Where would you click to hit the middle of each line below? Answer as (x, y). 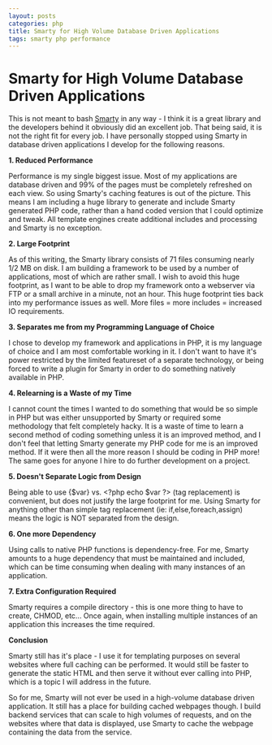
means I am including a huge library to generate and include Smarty (122, 202)
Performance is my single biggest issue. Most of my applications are (123, 176)
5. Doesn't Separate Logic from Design (75, 477)
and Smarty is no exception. (55, 228)
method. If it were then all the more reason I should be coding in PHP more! (134, 452)
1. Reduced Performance (51, 160)
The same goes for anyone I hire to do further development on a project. (129, 461)
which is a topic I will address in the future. (80, 682)
